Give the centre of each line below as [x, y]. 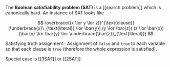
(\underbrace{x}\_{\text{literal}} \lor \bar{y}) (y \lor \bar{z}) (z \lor [77, 28]
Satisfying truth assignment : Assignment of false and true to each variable [85, 43]
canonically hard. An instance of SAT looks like [55, 13]
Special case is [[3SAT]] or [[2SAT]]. [44, 59]
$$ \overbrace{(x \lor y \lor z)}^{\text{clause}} [86, 23]
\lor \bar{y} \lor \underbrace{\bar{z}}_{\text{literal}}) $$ [95, 33]
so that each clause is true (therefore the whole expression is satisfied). [81, 49]
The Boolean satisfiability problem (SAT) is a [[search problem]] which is [83, 7]
